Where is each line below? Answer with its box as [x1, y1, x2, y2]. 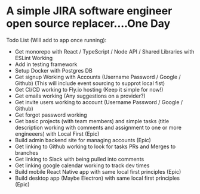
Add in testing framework [14, 61, 78, 68]
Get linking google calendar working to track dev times [14, 162, 150, 169]
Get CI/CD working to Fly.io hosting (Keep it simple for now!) [14, 86, 164, 93]
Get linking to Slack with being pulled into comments [14, 155, 144, 162]
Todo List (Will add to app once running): [6, 36, 107, 43]
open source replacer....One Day [6, 17, 171, 30]
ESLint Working [14, 54, 53, 61]
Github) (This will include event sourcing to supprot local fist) [14, 79, 165, 87]
